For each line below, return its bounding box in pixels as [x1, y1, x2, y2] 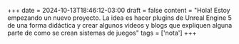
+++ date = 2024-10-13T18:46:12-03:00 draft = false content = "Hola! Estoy [7, 6, 230, 14]
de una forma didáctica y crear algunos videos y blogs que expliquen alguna [7, 21, 233, 29]
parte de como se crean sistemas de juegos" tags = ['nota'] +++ [7, 28, 197, 37]
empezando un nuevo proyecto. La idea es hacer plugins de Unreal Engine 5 [7, 13, 232, 22]
